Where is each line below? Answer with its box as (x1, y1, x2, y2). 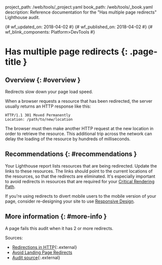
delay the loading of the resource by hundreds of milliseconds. (5, 136, 131, 142)
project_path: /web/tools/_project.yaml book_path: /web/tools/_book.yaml (5, 4, 153, 10)
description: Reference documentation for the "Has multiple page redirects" (5, 9, 157, 15)
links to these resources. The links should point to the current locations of (5, 168, 153, 174)
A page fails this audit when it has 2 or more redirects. (5, 225, 113, 231)
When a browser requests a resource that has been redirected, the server (5, 98, 153, 104)
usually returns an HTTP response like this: (5, 103, 91, 109)
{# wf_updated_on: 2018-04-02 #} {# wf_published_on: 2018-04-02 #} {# (5, 24, 153, 30)
